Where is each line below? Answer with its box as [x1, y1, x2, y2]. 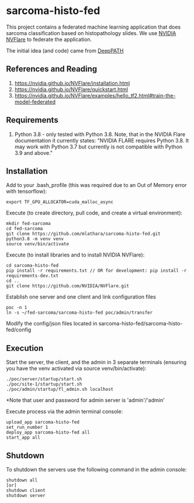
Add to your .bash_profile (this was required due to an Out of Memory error [6, 182, 187, 189]
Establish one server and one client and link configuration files [6, 293, 156, 300]
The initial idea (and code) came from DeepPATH [6, 47, 124, 54]
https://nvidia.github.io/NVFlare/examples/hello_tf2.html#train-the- [14, 92, 176, 99]
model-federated [14, 98, 56, 105]
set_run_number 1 [6, 425, 49, 431]
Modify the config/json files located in [6, 320, 98, 327]
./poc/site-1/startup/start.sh [6, 381, 82, 387]
